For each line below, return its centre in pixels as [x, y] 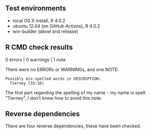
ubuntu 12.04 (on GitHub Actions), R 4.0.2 [56, 26]
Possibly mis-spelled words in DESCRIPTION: [53, 79]
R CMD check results [39, 47]
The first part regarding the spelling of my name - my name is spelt [75, 92]
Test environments [36, 8]
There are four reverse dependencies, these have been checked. [73, 126]
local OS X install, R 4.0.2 [39, 20]
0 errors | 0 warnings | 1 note [36, 59]
